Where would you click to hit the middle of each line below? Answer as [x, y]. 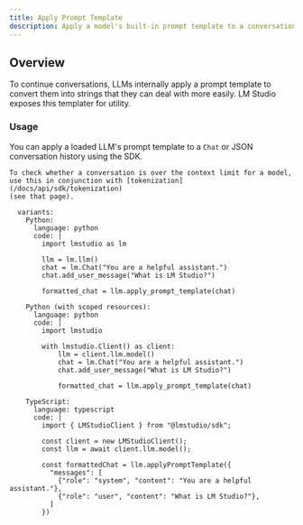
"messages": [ [76, 473]
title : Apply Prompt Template [66, 18]
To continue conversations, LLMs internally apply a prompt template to [141, 84]
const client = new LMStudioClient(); [115, 441]
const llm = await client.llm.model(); [117, 449]
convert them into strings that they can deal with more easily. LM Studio [143, 94]
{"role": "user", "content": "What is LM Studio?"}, [158, 496]
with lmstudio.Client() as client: [109, 346]
